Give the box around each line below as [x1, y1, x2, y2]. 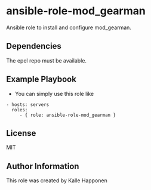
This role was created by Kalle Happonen [6, 177, 107, 184]
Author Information [6, 161, 79, 171]
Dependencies [6, 41, 61, 51]
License [6, 128, 36, 138]
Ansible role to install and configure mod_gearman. [6, 24, 131, 31]
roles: [11, 107, 28, 113]
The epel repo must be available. [6, 57, 87, 64]
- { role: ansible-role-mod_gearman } [19, 112, 116, 118]
